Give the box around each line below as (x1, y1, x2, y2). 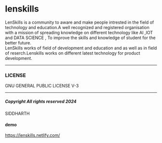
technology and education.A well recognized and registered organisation (5, 24, 149, 30)
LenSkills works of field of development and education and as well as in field (5, 45, 157, 51)
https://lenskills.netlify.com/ (5, 132, 60, 138)
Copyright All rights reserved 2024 (5, 98, 77, 104)
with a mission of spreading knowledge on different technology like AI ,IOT (5, 29, 153, 35)
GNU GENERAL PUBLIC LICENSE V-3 (5, 83, 79, 89)
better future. (5, 40, 31, 45)
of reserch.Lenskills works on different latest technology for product (5, 50, 141, 56)
